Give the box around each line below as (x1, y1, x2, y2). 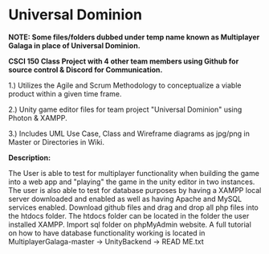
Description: (8, 153, 51, 162)
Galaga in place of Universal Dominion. (8, 40, 141, 50)
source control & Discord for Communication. (8, 64, 163, 74)
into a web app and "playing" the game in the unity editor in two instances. (8, 177, 255, 186)
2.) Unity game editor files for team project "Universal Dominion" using (8, 104, 243, 114)
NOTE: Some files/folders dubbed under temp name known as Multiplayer (8, 32, 260, 42)
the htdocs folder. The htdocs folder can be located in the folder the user (8, 211, 250, 220)
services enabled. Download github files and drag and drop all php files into (8, 203, 259, 212)
